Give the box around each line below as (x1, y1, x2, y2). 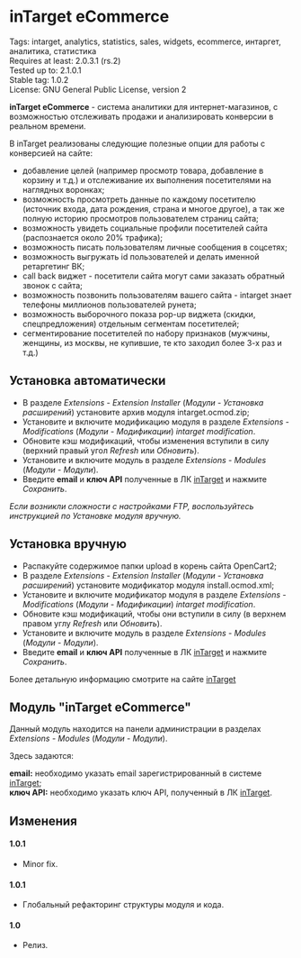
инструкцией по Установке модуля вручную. (9, 510, 181, 521)
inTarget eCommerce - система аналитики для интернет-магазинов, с (9, 101, 279, 112)
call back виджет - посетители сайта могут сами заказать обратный (22, 270, 285, 281)
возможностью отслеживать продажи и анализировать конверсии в (9, 111, 274, 122)
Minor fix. (22, 858, 58, 869)
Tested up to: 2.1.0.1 (9, 65, 82, 76)
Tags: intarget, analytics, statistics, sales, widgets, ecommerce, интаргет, (9, 36, 281, 47)
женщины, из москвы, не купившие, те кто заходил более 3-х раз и (22, 337, 282, 348)
